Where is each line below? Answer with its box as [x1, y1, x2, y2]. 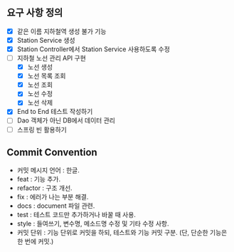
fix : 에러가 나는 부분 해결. [16, 193, 89, 201]
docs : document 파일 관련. [16, 201, 95, 210]
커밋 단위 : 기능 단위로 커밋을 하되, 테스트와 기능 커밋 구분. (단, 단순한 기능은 [16, 229, 228, 237]
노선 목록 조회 [27, 72, 66, 80]
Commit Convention [6, 146, 97, 158]
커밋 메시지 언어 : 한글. [16, 166, 80, 174]
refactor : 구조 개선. [16, 184, 73, 192]
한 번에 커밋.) [16, 237, 54, 246]
